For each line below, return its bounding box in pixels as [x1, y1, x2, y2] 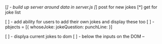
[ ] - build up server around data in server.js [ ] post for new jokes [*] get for [5, 4, 158, 10]
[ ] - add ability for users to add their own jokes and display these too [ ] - [5, 19, 155, 24]
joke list [5, 9, 21, 15]
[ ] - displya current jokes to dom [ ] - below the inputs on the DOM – [5, 34, 145, 39]
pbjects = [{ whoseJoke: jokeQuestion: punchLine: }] [5, 24, 113, 30]
